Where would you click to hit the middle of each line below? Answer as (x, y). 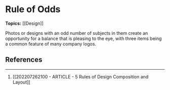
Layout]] (21, 82)
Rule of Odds (33, 9)
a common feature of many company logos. (51, 43)
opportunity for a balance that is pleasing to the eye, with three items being (83, 38)
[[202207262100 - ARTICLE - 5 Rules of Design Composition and (80, 76)
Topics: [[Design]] (25, 23)
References (24, 60)
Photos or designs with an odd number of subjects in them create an (77, 33)
